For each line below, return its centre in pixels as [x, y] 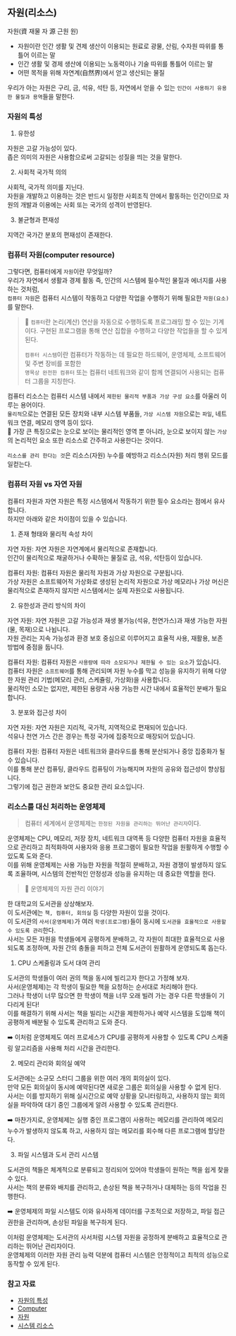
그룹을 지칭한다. [54, 381]
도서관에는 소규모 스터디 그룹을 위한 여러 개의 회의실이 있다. [89, 1078]
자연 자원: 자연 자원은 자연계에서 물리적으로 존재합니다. [82, 549]
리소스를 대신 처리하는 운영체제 [56, 807]
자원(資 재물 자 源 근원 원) [43, 31]
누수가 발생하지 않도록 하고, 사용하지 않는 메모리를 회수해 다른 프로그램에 [107, 1131]
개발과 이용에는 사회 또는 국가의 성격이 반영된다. [86, 205]
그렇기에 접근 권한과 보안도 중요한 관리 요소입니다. [76, 786]
